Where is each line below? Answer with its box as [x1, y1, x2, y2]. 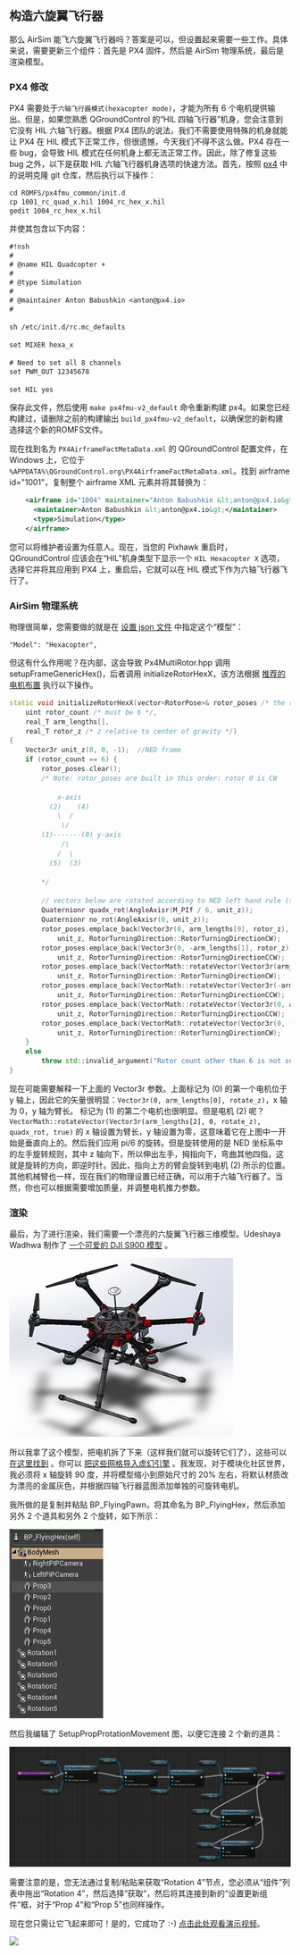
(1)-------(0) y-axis [41, 830, 122, 840]
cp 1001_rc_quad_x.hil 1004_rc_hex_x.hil [9, 197, 166, 207]
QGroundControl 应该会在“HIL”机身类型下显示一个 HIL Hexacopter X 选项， [9, 552, 285, 563]
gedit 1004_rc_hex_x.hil [9, 206, 102, 216]
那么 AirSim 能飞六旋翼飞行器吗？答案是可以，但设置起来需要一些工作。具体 [9, 34, 288, 45]
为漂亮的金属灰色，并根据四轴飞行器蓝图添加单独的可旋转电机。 [9, 1481, 244, 1491]
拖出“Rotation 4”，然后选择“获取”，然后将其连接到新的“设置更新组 [24, 1888, 268, 1899]
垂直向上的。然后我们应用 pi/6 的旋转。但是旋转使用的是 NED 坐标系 [24, 1137, 276, 1148]
